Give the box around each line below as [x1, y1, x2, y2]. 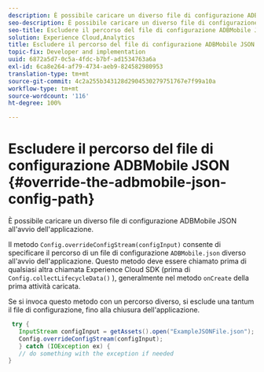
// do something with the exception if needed [18, 349, 174, 358]
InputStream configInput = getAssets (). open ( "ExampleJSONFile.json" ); [18, 327, 255, 335]
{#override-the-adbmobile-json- [8, 174, 227, 191]
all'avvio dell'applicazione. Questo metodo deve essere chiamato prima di [8, 256, 247, 266]
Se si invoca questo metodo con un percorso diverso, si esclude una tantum [8, 296, 255, 307]
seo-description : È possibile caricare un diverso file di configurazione [8, 19, 258, 27]
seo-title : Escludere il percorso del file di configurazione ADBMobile [8, 26, 251, 34]
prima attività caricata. [8, 282, 81, 291]
